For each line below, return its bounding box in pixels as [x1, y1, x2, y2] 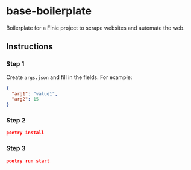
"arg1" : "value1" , [11, 90, 58, 97]
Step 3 [6, 144, 26, 153]
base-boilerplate [6, 4, 92, 18]
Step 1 [6, 60, 25, 68]
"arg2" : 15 [11, 96, 39, 102]
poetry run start [6, 158, 50, 164]
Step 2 [6, 116, 26, 125]
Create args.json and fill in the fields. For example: [6, 74, 133, 81]
